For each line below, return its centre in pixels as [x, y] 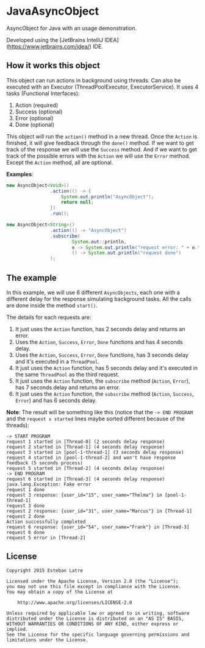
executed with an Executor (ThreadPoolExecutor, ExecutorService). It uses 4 [103, 87]
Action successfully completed [46, 522]
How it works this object [53, 66]
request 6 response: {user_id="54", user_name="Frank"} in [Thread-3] [98, 527]
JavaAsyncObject [53, 11]
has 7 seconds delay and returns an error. [68, 387]
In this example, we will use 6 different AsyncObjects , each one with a [93, 292]
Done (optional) [35, 124]
